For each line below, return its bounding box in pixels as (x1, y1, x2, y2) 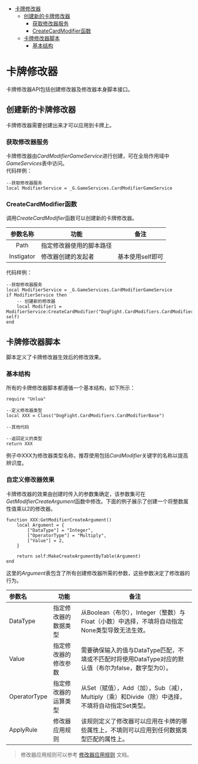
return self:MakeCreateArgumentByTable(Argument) (16, 553, 141, 559)
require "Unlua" (6, 396, 46, 402)
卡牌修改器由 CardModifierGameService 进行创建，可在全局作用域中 (6, 153, 170, 160)
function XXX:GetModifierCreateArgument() (6, 517, 112, 523)
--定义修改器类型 (6, 408, 42, 414)
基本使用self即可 (117, 253, 164, 261)
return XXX (6, 441, 33, 447)
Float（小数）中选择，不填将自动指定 (81, 617, 184, 626)
